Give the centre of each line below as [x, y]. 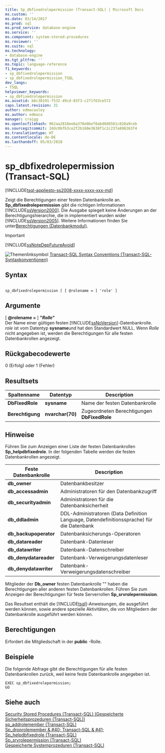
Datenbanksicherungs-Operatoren [100, 534]
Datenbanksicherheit [84, 505]
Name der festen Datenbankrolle [119, 403]
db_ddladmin [23, 520]
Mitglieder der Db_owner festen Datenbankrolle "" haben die [67, 584]
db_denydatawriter [30, 569]
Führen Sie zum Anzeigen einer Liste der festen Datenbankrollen [70, 446]
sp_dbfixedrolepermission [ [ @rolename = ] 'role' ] [61, 291]
